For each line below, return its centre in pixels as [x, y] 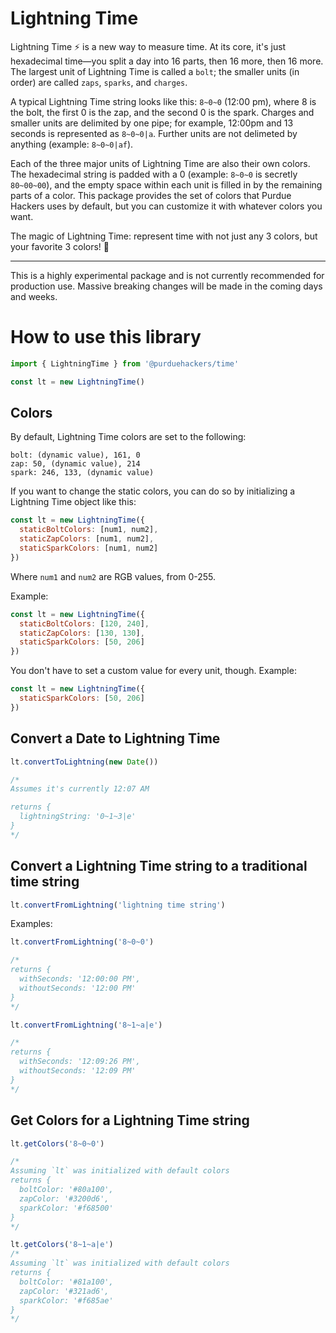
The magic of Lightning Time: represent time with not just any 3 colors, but [164, 236]
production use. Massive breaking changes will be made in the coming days [166, 286]
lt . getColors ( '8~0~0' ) [57, 1143]
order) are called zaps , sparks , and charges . [99, 82]
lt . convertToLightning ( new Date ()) [84, 762]
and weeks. [34, 296]
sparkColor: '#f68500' [66, 1208]
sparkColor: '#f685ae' [66, 1300]
